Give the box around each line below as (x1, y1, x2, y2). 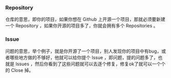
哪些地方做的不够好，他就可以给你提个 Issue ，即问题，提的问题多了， (9, 54, 158, 60)
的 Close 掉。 (5, 67, 34, 73)
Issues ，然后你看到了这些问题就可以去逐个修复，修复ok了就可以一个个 (15, 61, 166, 67)
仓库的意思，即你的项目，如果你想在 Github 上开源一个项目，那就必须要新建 (5, 16, 165, 22)
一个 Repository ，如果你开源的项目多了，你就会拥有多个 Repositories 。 (5, 22, 158, 29)
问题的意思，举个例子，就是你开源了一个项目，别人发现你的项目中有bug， (5, 48, 162, 54)
